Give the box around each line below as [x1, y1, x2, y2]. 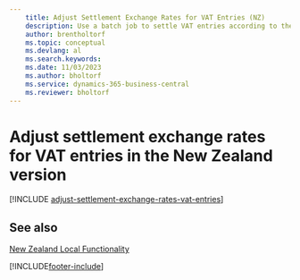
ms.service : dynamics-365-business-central [25, 80, 190, 89]
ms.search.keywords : [25, 55, 102, 64]
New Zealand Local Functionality [9, 243, 129, 255]
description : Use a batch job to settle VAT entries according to [25, 21, 278, 30]
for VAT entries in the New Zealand [9, 145, 274, 165]
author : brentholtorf [25, 30, 105, 38]
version [9, 165, 67, 184]
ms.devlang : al [25, 47, 82, 55]
